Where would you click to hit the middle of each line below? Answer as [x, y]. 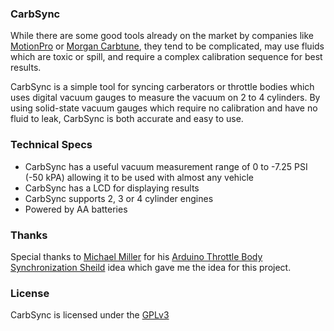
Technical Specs [51, 145]
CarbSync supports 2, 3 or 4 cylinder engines [119, 198]
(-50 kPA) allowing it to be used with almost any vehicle [139, 177]
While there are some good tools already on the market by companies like [162, 36]
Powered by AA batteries [76, 209]
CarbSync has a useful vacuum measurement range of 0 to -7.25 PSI [166, 166]
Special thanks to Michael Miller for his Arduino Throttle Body [136, 256]
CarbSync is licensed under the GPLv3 [90, 315]
